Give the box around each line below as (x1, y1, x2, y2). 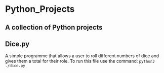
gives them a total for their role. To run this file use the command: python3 (5, 58, 155, 64)
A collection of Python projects (5, 23, 103, 32)
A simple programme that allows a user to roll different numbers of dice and (5, 53, 159, 59)
